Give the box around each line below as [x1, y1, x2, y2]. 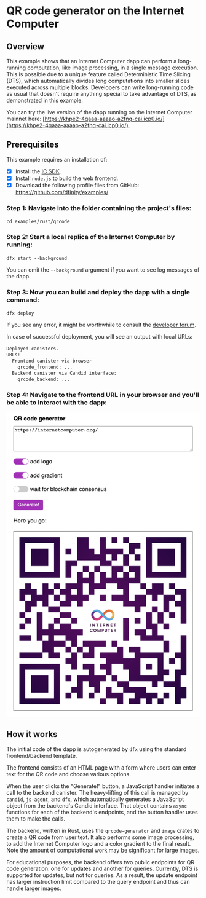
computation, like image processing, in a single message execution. [27, 64, 199, 71]
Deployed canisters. [6, 345, 60, 352]
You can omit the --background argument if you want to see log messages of [6, 266, 200, 274]
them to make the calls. [6, 815, 66, 822]
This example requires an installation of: [6, 156, 108, 163]
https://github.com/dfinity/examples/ [15, 189, 109, 195]
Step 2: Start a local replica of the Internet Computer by [6, 233, 175, 242]
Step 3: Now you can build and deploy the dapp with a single [6, 288, 191, 296]
